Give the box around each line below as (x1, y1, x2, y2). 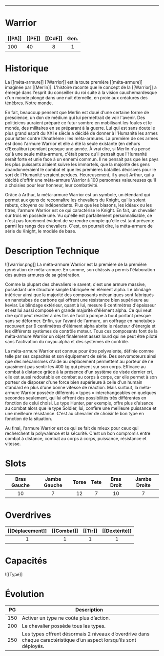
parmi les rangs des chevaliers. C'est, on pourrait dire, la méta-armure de (5, 223, 153, 229)
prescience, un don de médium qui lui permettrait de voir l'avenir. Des (5, 115, 145, 120)
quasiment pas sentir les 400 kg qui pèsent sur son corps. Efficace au (5, 363, 146, 370)
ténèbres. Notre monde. (5, 100, 53, 106)
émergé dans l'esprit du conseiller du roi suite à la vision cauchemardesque (5, 89, 157, 95)
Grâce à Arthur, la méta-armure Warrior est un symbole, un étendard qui (5, 191, 150, 197)
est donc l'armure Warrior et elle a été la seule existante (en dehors (5, 141, 141, 146)
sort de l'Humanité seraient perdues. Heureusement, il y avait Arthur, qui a (5, 172, 154, 178)
